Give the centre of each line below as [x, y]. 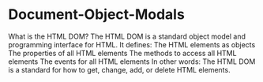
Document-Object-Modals [97, 15]
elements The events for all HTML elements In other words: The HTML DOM [132, 61]
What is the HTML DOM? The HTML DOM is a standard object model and [127, 36]
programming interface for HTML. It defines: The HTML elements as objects [132, 44]
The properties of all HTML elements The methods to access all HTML [122, 53]
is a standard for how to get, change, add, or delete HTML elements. [119, 69]
